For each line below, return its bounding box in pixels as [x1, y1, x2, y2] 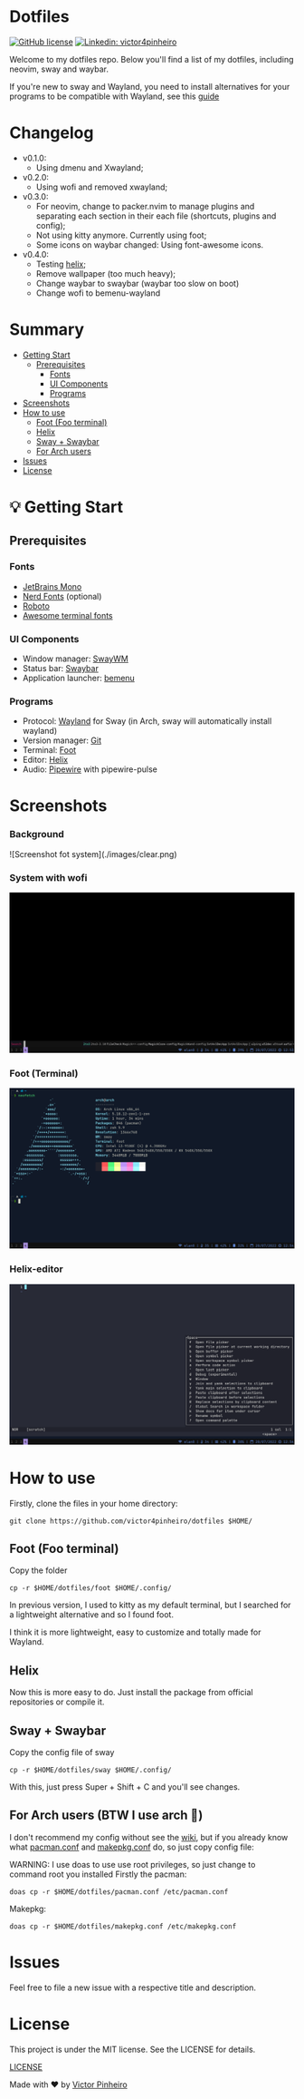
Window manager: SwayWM [22, 653, 129, 664]
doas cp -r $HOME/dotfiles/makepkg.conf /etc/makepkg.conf [9, 1921, 237, 1931]
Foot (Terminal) [9, 1067, 79, 1079]
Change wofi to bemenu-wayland [35, 288, 161, 298]
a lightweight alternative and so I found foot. [9, 1609, 175, 1620]
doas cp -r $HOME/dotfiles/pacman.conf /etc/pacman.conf [9, 1887, 229, 1897]
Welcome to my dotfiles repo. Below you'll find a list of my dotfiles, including [9, 54, 294, 64]
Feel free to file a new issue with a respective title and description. [9, 1982, 256, 1993]
